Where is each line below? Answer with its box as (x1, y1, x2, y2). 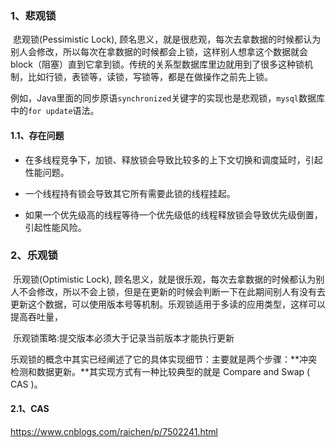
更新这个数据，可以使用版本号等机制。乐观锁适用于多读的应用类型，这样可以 (10, 298, 326, 310)
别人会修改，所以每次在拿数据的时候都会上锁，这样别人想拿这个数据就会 (10, 46, 308, 58)
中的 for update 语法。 (10, 105, 100, 117)
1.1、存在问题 (10, 129, 65, 141)
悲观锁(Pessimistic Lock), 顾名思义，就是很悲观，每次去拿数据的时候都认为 (12, 33, 322, 46)
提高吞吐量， (10, 310, 63, 322)
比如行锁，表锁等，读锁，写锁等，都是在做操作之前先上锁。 (27, 71, 273, 83)
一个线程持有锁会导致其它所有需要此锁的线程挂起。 (24, 187, 236, 199)
